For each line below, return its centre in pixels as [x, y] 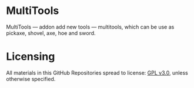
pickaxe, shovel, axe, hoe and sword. [51, 33]
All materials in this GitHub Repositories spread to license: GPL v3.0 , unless [97, 73]
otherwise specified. [31, 79]
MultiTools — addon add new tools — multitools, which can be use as [90, 27]
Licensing [31, 57]
